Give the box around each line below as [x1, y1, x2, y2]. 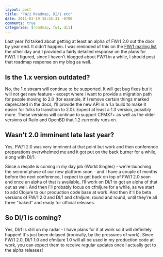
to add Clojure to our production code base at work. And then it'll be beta [5, 189, 151, 195]
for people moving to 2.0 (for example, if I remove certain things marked [5, 96, 149, 102]
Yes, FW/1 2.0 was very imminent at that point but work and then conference [5, 144, 158, 149]
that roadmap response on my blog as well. [5, 59, 91, 65]
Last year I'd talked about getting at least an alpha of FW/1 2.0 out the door [5, 38, 155, 44]
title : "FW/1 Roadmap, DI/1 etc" [5, 12, 73, 16]
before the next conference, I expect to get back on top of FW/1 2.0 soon [5, 174, 151, 179]
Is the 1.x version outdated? [5, 73, 90, 81]
